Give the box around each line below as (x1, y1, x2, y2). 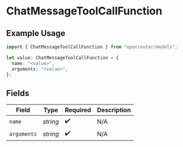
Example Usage (6, 28, 66, 38)
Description (96, 106, 132, 115)
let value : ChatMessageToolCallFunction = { (6, 55, 119, 61)
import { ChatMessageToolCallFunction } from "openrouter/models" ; (6, 44, 178, 50)
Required (65, 106, 91, 115)
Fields (6, 88, 30, 98)
